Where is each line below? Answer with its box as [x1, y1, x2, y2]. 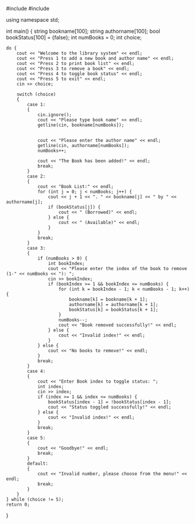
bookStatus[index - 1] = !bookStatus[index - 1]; [47, 399, 172, 405]
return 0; [6, 502, 30, 508]
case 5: [27, 435, 46, 441]
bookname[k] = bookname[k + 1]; [69, 297, 148, 302]
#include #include [6, 5, 50, 12]
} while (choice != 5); [6, 496, 64, 502]
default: [27, 461, 49, 467]
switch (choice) [16, 91, 57, 97]
